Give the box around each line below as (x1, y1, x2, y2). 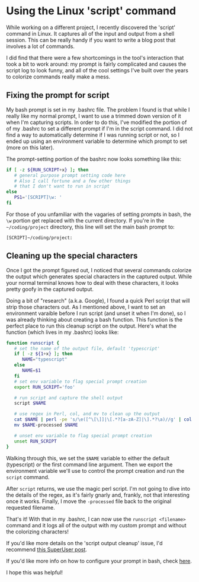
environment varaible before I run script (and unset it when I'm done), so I (6, 310, 186, 317)
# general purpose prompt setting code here (14, 172, 126, 179)
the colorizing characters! (6, 528, 69, 535)
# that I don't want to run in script (14, 183, 110, 189)
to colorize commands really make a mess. (6, 73, 111, 80)
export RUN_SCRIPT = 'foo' (14, 384, 76, 390)
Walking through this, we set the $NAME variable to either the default (6, 454, 170, 462)
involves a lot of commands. (6, 43, 75, 50)
